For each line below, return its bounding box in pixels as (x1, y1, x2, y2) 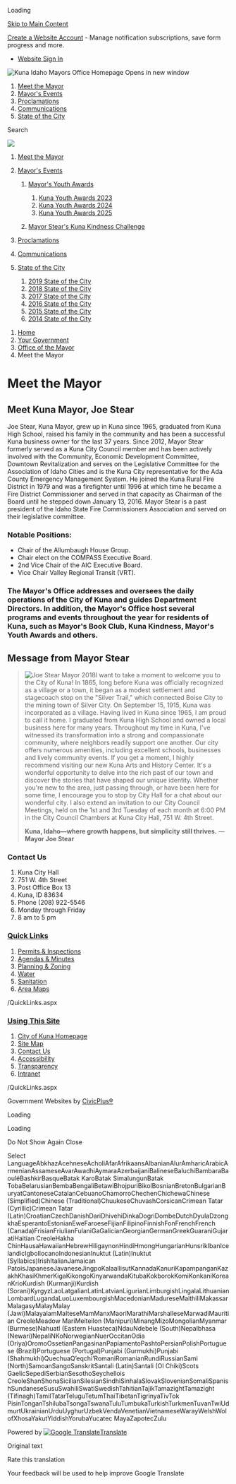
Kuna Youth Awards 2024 (38, 201, 113, 209)
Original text (7, 1441, 43, 1450)
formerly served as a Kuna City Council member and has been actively (7, 445, 213, 453)
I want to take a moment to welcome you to (95, 671, 221, 679)
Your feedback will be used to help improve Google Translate (7, 1468, 185, 1477)
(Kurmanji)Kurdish (46, 1278, 99, 1288)
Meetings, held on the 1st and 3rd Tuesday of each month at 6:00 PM (24, 806, 226, 814)
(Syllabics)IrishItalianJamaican (7, 1257, 97, 1265)
